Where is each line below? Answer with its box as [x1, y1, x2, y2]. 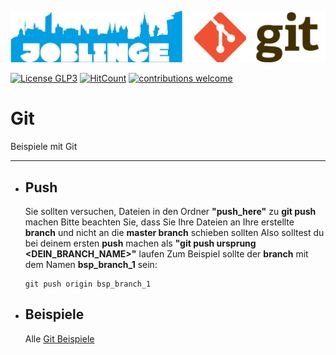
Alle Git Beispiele [24, 332, 95, 345]
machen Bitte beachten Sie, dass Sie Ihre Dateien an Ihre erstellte [24, 216, 295, 228]
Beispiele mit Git [10, 141, 78, 153]
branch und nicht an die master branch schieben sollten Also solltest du [24, 227, 325, 239]
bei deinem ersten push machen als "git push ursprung [24, 237, 257, 250]
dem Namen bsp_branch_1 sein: [24, 259, 158, 271]
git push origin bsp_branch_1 [24, 279, 152, 290]
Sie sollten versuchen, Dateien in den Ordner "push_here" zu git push [24, 206, 317, 218]
